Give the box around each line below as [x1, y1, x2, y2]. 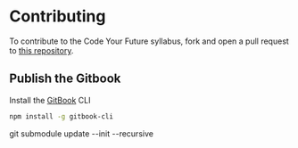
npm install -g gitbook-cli [9, 111, 114, 121]
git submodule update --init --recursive [9, 127, 154, 139]
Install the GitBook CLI [9, 95, 91, 105]
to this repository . [9, 45, 74, 55]
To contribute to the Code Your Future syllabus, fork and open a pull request [9, 36, 290, 46]
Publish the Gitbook [9, 71, 121, 86]
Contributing [9, 6, 106, 27]
